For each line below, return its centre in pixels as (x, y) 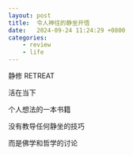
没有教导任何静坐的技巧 (46, 126)
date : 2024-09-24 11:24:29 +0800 (67, 30)
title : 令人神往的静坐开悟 (49, 23)
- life (33, 52)
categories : (28, 38)
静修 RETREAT (32, 76)
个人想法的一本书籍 (40, 109)
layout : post (30, 15)
